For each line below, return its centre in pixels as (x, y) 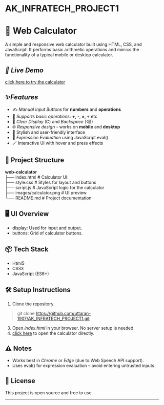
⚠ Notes (19, 349)
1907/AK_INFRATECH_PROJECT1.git (53, 319)
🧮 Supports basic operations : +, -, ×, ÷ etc (55, 116)
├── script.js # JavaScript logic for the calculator (55, 187)
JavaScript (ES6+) (31, 274)
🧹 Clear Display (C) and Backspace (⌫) (52, 121)
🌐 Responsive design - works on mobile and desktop (66, 127)
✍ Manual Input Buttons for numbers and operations (66, 109)
